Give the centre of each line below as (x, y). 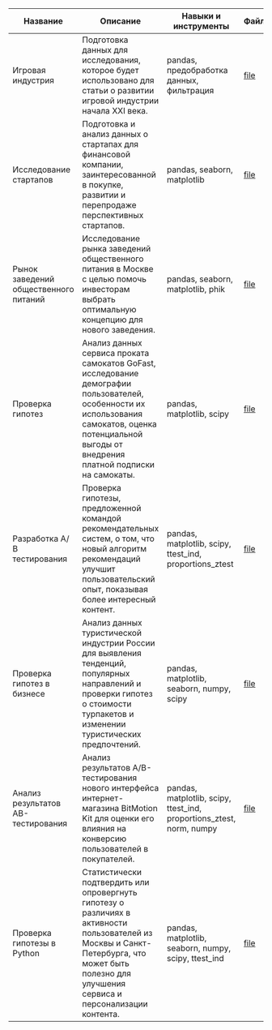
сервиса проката (116, 353)
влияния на (104, 828)
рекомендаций (111, 559)
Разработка (36, 539)
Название (43, 21)
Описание (121, 21)
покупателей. (108, 859)
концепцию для (113, 320)
